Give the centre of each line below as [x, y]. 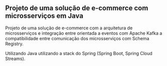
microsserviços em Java [44, 16]
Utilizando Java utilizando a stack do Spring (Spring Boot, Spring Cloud [79, 53]
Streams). [15, 59]
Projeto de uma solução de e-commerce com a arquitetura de [69, 28]
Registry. [14, 44]
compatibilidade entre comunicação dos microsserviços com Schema [77, 38]
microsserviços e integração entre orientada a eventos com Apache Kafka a [84, 33]
